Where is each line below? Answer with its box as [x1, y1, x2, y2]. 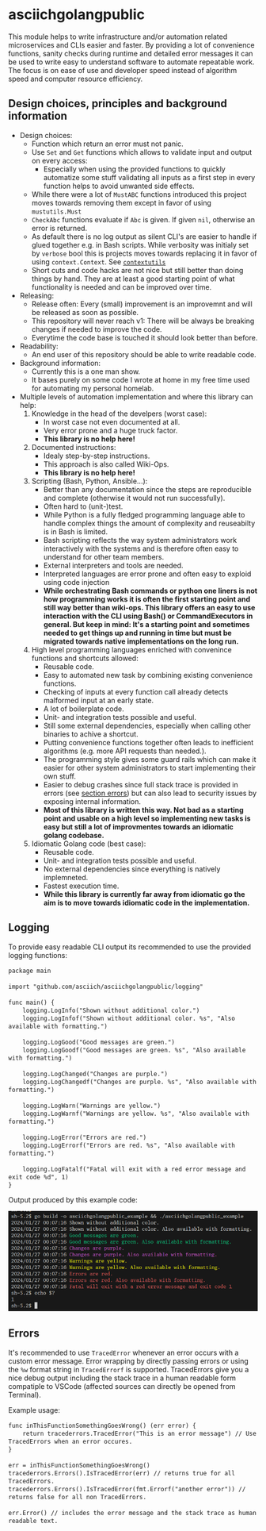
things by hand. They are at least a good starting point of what [31, 274, 235, 283]
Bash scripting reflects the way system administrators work [43, 535, 237, 544]
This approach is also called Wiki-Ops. [43, 459, 169, 469]
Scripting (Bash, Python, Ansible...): [31, 476, 148, 486]
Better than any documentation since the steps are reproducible [43, 484, 252, 494]
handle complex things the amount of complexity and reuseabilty [43, 518, 256, 528]
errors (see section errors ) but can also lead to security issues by [43, 788, 257, 798]
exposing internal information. [43, 796, 141, 806]
